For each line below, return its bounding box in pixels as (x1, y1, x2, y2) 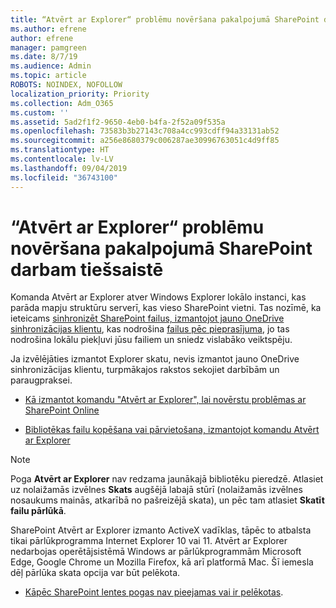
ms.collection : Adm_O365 (10, 98, 114, 108)
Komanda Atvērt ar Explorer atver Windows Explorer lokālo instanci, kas (10, 291, 307, 303)
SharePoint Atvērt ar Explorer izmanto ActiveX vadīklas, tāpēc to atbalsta (10, 524, 312, 536)
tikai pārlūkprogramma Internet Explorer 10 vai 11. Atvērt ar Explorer (10, 535, 288, 547)
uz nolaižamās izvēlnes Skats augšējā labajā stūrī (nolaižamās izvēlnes (10, 484, 303, 496)
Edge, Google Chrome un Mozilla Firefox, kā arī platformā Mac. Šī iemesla (10, 556, 314, 568)
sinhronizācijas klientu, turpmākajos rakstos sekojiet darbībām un (10, 364, 280, 376)
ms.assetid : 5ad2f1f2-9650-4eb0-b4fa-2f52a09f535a (10, 117, 226, 127)
